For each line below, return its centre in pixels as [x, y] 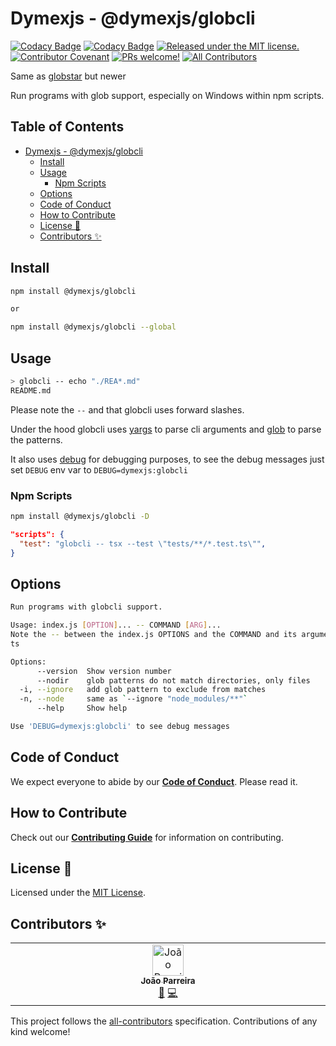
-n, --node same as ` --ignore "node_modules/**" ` [133, 699]
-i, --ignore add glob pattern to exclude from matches [143, 690]
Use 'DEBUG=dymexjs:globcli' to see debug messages [120, 727]
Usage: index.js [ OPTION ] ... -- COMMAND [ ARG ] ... [116, 625]
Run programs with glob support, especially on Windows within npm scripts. [167, 95]
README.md [31, 390]
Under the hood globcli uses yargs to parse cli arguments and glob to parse [166, 429]
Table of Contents [67, 127]
